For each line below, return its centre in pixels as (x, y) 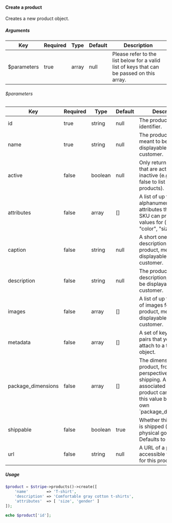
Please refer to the (135, 54)
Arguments (18, 30)
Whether (149, 420)
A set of (148, 333)
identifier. (150, 127)
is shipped (152, 426)
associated (152, 386)
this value (151, 399)
